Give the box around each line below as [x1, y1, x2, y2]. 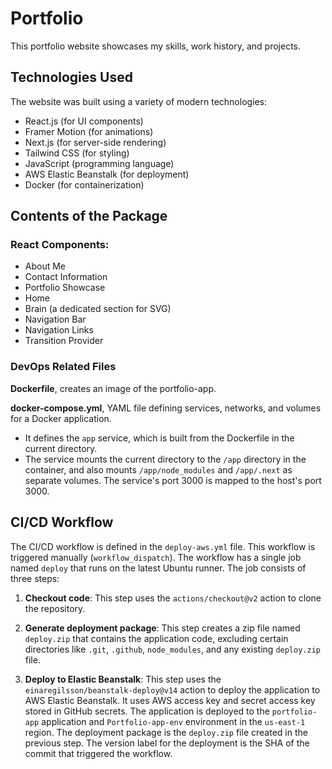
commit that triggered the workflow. [24, 747, 173, 759]
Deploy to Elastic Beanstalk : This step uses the [24, 673, 222, 685]
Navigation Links [24, 324, 94, 336]
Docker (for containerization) [24, 178, 145, 191]
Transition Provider [24, 335, 104, 347]
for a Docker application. [10, 412, 112, 424]
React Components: [10, 238, 110, 252]
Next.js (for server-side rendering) [24, 136, 167, 148]
